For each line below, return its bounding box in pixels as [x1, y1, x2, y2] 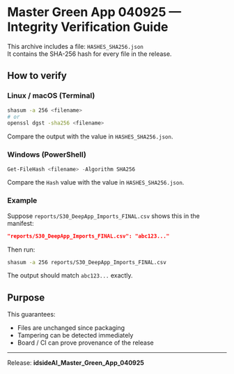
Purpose [7, 292, 45, 303]
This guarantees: [7, 310, 56, 319]
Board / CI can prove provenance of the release [17, 338, 155, 347]
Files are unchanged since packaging [17, 324, 125, 332]
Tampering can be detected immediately [17, 331, 134, 340]
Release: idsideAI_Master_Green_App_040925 [7, 359, 144, 367]
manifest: [7, 219, 34, 227]
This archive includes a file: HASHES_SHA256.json [7, 42, 144, 50]
